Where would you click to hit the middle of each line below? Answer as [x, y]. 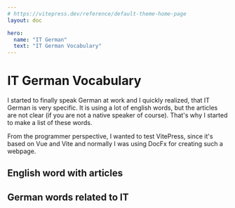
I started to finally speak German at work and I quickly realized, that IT [109, 100]
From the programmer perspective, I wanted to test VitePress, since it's [110, 136]
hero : [15, 33]
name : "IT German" [41, 39]
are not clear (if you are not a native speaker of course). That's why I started [117, 115]
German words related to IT [68, 197]
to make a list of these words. [50, 123]
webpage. [22, 151]
